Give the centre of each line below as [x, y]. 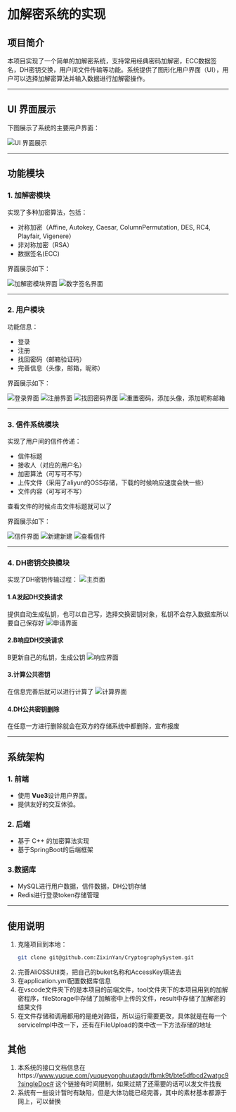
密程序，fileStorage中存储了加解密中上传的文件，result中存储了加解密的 [122, 999]
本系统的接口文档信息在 [51, 1067]
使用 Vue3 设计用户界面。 [54, 795]
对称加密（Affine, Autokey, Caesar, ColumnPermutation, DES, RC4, [114, 227]
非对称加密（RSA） [45, 244]
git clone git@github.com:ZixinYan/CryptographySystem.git [106, 958]
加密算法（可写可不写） [51, 474]
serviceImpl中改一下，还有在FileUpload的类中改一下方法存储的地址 [114, 1025]
